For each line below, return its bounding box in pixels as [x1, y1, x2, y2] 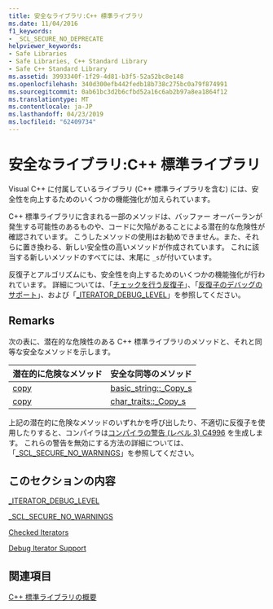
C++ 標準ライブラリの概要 [8, 592, 97, 602]
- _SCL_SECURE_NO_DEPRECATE [8, 34, 104, 43]
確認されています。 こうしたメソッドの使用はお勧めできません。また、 [8, 231, 245, 241]
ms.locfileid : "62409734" [8, 118, 96, 126]
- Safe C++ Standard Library [8, 65, 108, 73]
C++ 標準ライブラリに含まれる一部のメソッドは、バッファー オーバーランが [8, 211, 263, 221]
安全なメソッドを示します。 [22, 347, 116, 357]
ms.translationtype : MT [8, 95, 90, 103]
